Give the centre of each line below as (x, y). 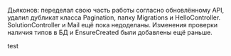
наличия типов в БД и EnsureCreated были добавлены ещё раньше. (110, 32)
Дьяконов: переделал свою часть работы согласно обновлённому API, (116, 10)
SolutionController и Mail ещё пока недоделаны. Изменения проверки (113, 25)
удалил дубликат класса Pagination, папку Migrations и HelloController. (114, 17)
